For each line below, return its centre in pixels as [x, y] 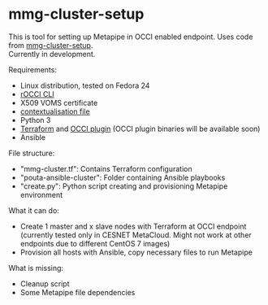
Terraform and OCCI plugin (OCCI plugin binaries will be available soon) [140, 129]
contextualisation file [55, 111]
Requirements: [32, 69]
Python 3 [35, 120]
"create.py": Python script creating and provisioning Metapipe [124, 186]
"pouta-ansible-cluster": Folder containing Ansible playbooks [123, 177]
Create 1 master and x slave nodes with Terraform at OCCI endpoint [133, 226]
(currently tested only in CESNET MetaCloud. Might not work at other [136, 235]
